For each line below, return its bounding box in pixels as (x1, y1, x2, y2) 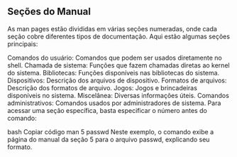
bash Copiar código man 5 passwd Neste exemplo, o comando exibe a (7, 127, 214, 136)
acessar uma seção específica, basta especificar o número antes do (7, 106, 207, 114)
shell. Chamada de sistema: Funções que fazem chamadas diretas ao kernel (7, 60, 230, 70)
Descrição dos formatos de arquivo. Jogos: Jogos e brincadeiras (7, 83, 197, 92)
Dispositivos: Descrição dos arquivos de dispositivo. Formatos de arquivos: (7, 76, 227, 85)
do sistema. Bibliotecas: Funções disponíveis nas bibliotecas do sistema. (7, 68, 220, 77)
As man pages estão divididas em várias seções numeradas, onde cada (7, 24, 218, 33)
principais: (7, 39, 38, 48)
